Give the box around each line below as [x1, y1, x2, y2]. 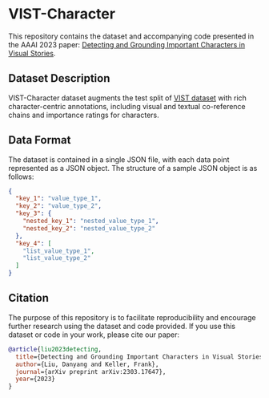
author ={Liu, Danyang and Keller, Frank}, [15, 360, 159, 368]
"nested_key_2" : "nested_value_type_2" [22, 224, 156, 233]
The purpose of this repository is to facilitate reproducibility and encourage [8, 312, 256, 322]
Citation [8, 291, 50, 305]
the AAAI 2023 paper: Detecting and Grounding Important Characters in [8, 39, 246, 49]
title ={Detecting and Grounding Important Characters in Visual [15, 352, 235, 361]
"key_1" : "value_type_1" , [15, 194, 102, 203]
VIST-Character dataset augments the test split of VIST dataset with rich [8, 93, 247, 103]
